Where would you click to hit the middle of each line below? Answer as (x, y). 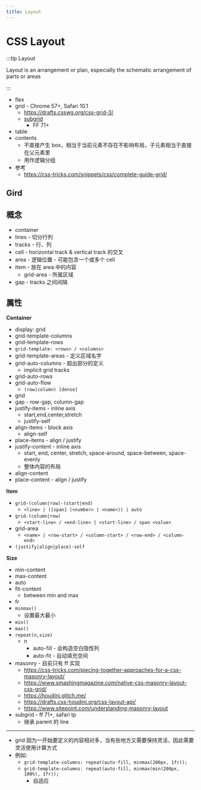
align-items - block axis (44, 427)
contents (26, 138)
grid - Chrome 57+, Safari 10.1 (51, 106)
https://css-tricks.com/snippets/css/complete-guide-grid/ (95, 174)
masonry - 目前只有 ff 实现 (48, 663)
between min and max (51, 595)
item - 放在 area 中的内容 (45, 267)
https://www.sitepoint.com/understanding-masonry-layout (96, 708)
